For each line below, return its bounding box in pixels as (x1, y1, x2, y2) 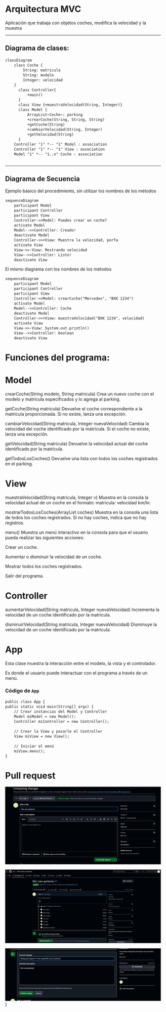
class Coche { (14, 63, 43, 68)
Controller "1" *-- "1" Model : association (14, 142, 107, 147)
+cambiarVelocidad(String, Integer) (27, 127, 103, 132)
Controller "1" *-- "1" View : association (14, 147, 105, 152)
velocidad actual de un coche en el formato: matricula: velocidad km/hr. (5, 499, 151, 505)
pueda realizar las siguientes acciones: (5, 534, 84, 540)
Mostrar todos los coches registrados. (5, 563, 83, 569)
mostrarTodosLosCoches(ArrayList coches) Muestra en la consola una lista (5, 509, 159, 515)
